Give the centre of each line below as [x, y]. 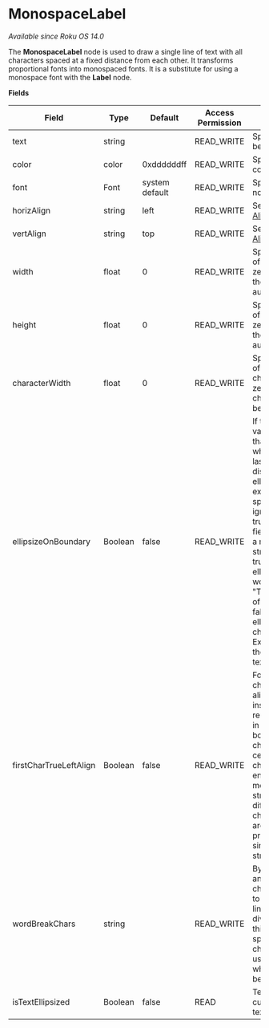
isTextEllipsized [41, 1002]
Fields [19, 92]
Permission [219, 123]
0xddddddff [165, 164]
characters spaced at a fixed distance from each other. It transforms [121, 60]
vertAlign [29, 234]
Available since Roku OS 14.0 [56, 36]
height [24, 324]
